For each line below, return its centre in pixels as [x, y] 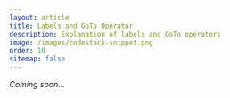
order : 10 [28, 51]
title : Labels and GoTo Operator [71, 26]
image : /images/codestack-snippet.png [81, 42]
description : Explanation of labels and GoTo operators [115, 34]
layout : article [39, 17]
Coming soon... [37, 84]
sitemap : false [37, 59]
